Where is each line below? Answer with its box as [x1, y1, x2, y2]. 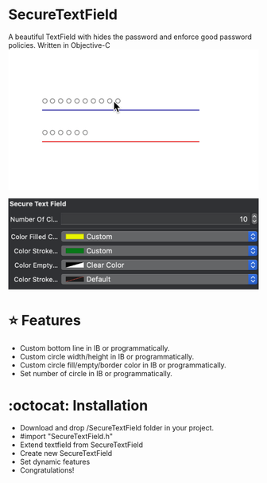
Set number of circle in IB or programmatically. [19, 368, 172, 378]
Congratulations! [19, 465, 75, 475]
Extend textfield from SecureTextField [19, 440, 144, 450]
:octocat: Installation [8, 396, 149, 414]
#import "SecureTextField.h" [19, 431, 114, 441]
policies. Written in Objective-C [8, 40, 110, 49]
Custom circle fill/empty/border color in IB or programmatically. [19, 360, 226, 370]
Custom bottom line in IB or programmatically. [19, 343, 170, 352]
